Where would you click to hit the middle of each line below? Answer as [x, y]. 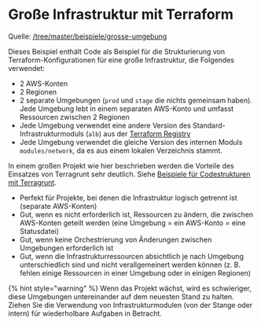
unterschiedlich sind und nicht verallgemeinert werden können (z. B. [130, 265]
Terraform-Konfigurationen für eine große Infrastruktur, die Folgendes [121, 60]
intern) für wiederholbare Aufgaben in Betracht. [85, 313]
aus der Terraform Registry [147, 133]
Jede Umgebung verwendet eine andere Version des [105, 125]
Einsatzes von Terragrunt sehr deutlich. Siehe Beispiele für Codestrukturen [129, 174]
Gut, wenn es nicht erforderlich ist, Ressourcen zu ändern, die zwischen [136, 214]
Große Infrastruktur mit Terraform [121, 15]
